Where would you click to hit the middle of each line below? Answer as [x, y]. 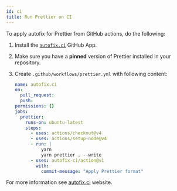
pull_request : [37, 95]
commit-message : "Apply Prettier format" [92, 171]
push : [27, 101]
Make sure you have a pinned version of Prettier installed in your [93, 56]
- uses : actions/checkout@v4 [66, 133]
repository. [28, 62]
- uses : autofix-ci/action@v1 [67, 160]
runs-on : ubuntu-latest [54, 122]
